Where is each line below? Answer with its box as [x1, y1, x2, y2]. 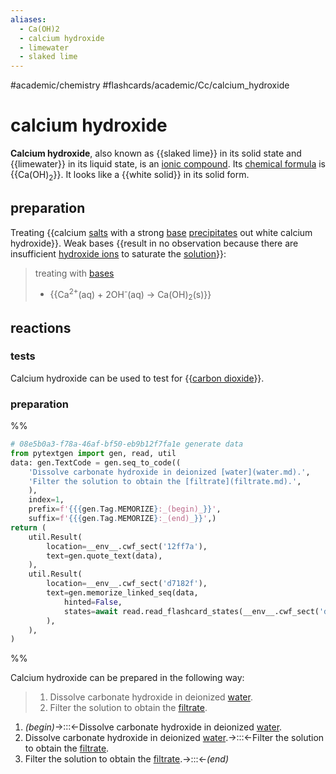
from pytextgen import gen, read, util [10, 448, 177, 458]
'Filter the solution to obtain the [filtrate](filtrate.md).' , [28, 476, 302, 486]
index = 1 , [28, 495, 65, 505]
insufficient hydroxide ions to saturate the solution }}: [10, 247, 227, 260]
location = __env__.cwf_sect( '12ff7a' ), [46, 541, 208, 551]
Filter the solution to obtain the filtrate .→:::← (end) [24, 753, 229, 765]
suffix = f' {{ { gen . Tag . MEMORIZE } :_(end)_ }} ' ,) [28, 514, 217, 524]
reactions [10, 319, 72, 336]
